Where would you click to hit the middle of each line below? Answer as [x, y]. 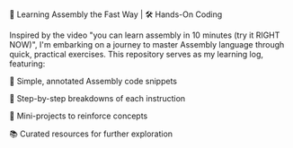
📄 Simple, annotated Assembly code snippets [93, 81]
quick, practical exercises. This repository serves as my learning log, [136, 54]
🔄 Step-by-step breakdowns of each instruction [98, 98]
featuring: [27, 64]
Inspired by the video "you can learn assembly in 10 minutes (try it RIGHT [145, 35]
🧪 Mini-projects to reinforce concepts [79, 116]
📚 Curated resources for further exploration [91, 134]
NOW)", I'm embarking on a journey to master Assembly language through [147, 44]
